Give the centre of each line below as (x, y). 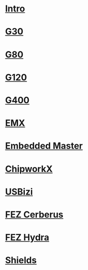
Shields (21, 260)
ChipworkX (29, 169)
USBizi (19, 192)
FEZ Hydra (27, 237)
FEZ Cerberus (34, 214)
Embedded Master (44, 146)
